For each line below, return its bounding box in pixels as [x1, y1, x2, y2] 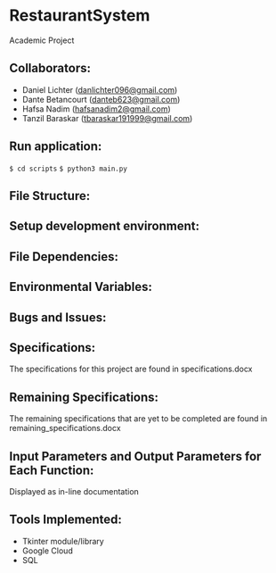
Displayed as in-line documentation [9, 486, 140, 496]
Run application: [9, 139, 102, 154]
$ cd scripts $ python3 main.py [9, 164, 127, 173]
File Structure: [9, 188, 91, 203]
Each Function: [9, 462, 94, 477]
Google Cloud [21, 545, 73, 556]
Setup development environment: [9, 219, 200, 234]
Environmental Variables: [9, 279, 153, 295]
